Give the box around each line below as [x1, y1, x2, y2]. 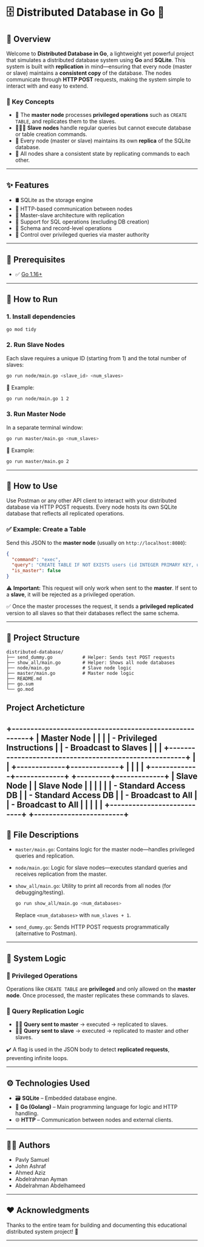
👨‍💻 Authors [6, 1140, 50, 1150]
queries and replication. [15, 852, 75, 859]
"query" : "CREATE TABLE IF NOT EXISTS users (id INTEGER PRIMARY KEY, [12, 562, 194, 568]
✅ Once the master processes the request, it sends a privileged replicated [6, 603, 194, 610]
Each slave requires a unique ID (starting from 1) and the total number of [6, 354, 187, 362]
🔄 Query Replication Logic [6, 1007, 84, 1015]
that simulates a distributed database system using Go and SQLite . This [6, 57, 186, 63]
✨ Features [6, 180, 49, 190]
